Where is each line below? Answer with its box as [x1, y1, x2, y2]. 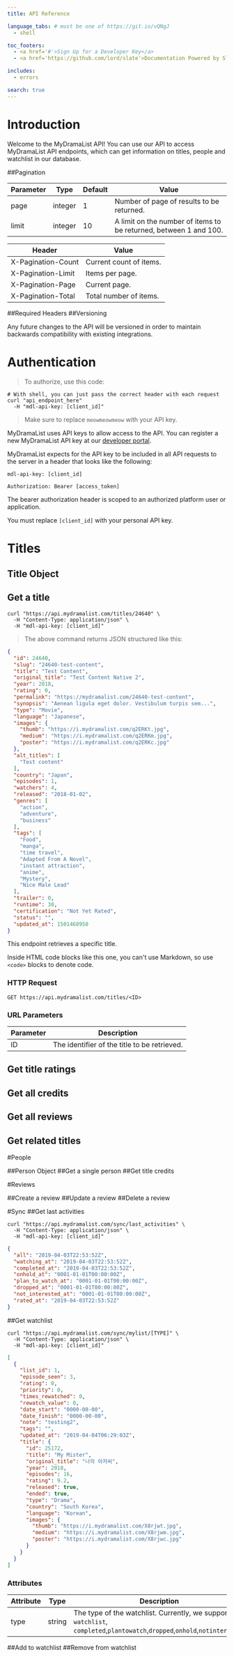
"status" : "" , [13, 914, 54, 921]
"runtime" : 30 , [13, 901, 58, 908]
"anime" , [19, 869, 45, 876]
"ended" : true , [25, 1490, 70, 1497]
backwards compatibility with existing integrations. [7, 329, 153, 338]
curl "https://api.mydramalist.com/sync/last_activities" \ [7, 1220, 186, 1228]
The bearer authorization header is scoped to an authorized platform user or [7, 495, 226, 503]
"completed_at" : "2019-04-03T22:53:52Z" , [13, 1264, 136, 1272]
